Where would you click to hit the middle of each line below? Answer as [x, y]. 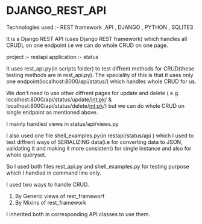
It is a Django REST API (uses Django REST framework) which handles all [97, 39]
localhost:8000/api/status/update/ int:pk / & [59, 99]
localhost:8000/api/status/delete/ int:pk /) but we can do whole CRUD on [96, 105]
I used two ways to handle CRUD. [48, 184]
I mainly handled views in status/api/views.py [62, 123]
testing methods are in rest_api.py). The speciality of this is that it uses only [100, 75]
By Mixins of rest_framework [50, 202]
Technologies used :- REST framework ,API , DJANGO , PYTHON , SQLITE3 [100, 27]
